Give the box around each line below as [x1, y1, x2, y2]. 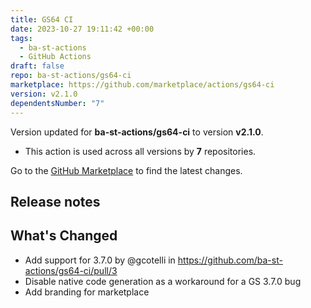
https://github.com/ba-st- [177, 254, 283, 266]
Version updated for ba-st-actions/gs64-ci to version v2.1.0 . [10, 126, 264, 138]
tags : [10, 33, 33, 43]
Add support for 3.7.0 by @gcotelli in [24, 254, 176, 266]
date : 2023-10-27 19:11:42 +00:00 [10, 24, 155, 34]
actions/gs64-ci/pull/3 [24, 264, 118, 276]
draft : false [10, 61, 65, 71]
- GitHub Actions [19, 52, 92, 62]
